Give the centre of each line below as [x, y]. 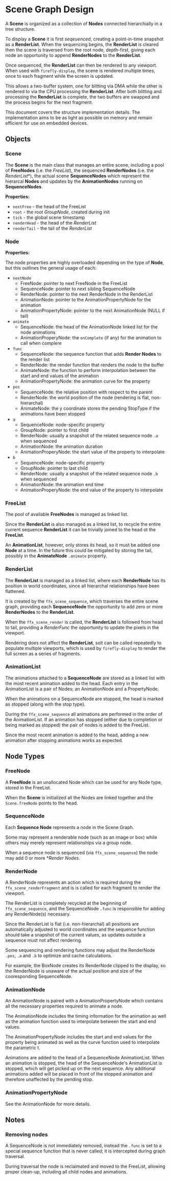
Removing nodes [27, 1134]
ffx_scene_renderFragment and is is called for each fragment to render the [83, 888]
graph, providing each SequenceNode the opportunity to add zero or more [84, 606]
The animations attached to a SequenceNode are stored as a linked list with [85, 678]
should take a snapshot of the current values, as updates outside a [75, 935]
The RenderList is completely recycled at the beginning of [66, 903]
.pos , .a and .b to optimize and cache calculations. [59, 956]
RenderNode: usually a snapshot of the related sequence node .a [89, 435]
